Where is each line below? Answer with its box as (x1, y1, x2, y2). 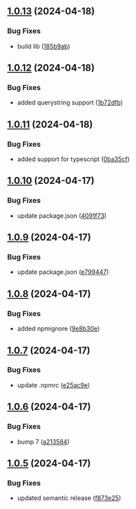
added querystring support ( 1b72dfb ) (17, 98, 123, 107)
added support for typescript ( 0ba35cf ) (17, 155, 130, 163)
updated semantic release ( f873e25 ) (17, 494, 122, 502)
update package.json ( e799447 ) (17, 268, 109, 276)
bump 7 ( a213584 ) (17, 437, 70, 445)
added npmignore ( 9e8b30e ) (17, 324, 100, 333)
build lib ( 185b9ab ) (17, 41, 70, 50)
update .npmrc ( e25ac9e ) (17, 380, 90, 389)
